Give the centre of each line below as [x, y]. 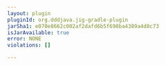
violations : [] [29, 45]
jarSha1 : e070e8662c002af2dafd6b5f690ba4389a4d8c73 [83, 26]
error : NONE [24, 39]
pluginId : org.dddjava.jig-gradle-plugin [68, 20]
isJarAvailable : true [38, 32]
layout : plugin [29, 13]
